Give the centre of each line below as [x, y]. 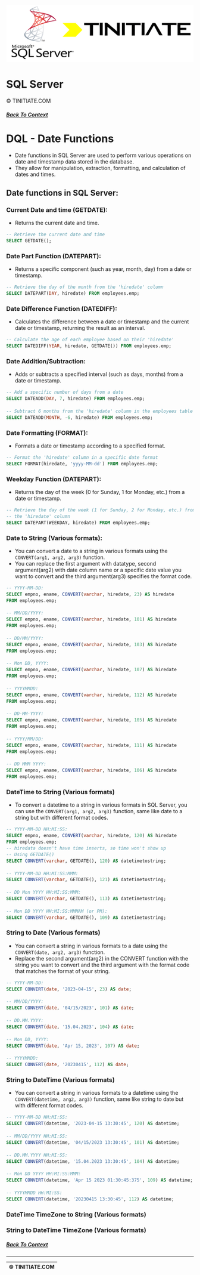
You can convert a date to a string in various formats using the [91, 551]
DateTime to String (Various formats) [60, 792]
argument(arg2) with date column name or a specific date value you [98, 570]
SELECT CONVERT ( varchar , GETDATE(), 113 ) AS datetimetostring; [86, 899]
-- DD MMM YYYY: [26, 764]
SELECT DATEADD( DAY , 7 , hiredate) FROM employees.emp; [76, 399]
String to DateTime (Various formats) [60, 1080]
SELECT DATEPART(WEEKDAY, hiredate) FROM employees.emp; [78, 523]
